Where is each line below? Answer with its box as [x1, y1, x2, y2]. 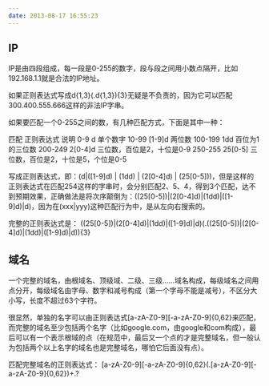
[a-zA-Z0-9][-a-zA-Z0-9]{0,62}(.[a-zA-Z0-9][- [101, 360, 258, 369]
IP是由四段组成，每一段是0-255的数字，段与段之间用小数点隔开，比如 [8, 63, 239, 73]
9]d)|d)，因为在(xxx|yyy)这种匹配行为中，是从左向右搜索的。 [8, 202, 210, 211]
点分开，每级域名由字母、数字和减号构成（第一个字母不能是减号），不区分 [8, 286, 251, 296]
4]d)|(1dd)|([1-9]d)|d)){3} [8, 227, 91, 237]
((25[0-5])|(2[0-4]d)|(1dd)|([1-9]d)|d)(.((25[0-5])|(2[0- [79, 219, 259, 228]
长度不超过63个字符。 [29, 296, 102, 305]
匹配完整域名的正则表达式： [8, 360, 100, 369]
